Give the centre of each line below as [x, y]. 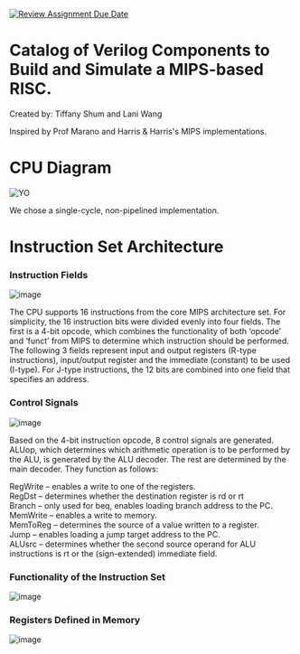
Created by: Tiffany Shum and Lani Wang [86, 114]
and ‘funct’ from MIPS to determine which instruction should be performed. [149, 341]
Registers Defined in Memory [75, 620]
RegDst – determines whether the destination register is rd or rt [127, 496]
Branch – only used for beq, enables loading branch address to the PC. [141, 505]
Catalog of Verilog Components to [140, 51]
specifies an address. [49, 379]
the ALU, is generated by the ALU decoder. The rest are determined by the [148, 459]
